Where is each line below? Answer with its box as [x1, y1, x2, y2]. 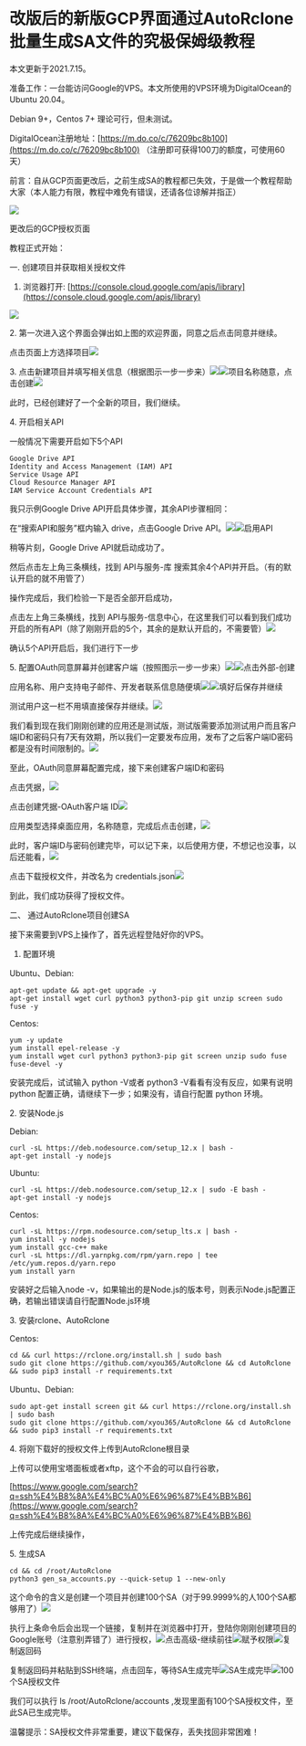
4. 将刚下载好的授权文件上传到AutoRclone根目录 [9, 1443, 190, 1454]
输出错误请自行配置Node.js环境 [33, 1295, 150, 1306]
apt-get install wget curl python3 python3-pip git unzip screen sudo [9, 994, 283, 1003]
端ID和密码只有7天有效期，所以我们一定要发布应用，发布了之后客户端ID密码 [9, 731, 293, 742]
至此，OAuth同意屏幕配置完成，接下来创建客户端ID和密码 [9, 762, 225, 773]
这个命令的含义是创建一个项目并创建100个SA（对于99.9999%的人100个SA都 [9, 1591, 297, 1603]
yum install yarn [9, 1267, 76, 1276]
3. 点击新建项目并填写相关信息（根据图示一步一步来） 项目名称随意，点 [9, 366, 293, 377]
